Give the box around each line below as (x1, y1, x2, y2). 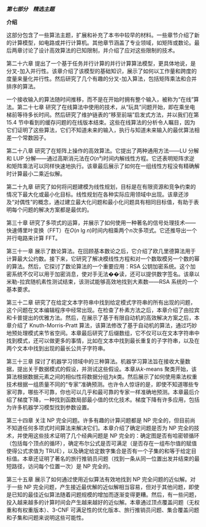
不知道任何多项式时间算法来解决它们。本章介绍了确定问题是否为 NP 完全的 (6, 425, 194, 431)
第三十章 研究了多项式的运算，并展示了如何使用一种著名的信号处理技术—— (6, 219, 196, 226)
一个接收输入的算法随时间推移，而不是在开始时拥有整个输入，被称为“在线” (6, 96, 194, 103)
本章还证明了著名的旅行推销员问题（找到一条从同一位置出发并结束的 (22, 455, 194, 462)
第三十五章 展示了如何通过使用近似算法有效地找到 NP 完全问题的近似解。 (6, 476, 191, 483)
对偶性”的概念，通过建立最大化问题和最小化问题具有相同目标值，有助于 (14, 199, 194, 205)
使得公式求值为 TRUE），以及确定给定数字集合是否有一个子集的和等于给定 (6, 447, 191, 455)
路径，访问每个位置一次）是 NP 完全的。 (11, 463, 114, 470)
